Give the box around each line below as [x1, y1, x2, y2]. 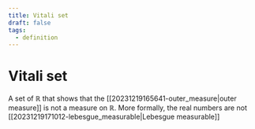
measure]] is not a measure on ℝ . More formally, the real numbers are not [8, 103, 247, 112]
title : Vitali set [8, 11, 69, 20]
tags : [8, 26, 26, 34]
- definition [15, 33, 58, 42]
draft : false [8, 19, 51, 27]
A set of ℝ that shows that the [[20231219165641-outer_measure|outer [8, 94, 237, 103]
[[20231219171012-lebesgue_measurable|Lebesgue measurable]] [8, 112, 220, 122]
